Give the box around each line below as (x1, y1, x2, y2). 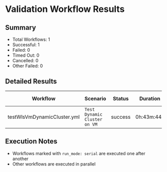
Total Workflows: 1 (12, 36, 50, 42)
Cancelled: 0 (12, 58, 39, 63)
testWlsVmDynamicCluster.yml (7, 113, 80, 120)
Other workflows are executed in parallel (12, 161, 96, 167)
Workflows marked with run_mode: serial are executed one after (12, 150, 146, 156)
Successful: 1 (12, 42, 40, 48)
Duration (139, 95, 161, 102)
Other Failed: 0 (12, 63, 43, 69)
